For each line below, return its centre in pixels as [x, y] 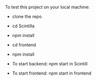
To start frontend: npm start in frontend [52, 73]
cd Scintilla [23, 26]
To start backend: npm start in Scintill [50, 64]
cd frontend [24, 45]
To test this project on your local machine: [47, 7]
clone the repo [27, 16]
